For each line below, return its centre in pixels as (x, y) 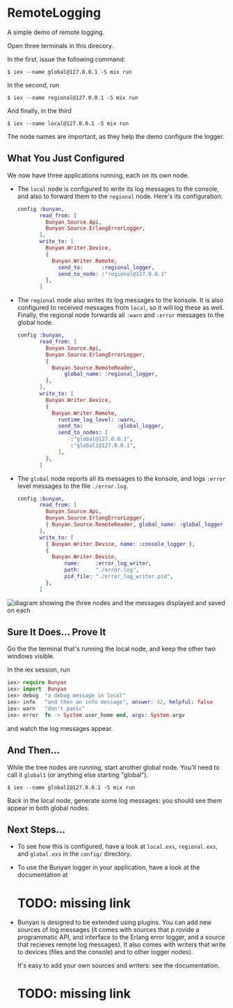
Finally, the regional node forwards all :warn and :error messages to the (121, 315)
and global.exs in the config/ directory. (74, 854)
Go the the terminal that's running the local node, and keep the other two (112, 649)
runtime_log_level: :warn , (97, 420)
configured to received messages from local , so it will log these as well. (121, 308)
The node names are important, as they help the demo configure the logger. (116, 136)
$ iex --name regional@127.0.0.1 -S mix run (73, 98)
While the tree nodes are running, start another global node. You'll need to (114, 767)
